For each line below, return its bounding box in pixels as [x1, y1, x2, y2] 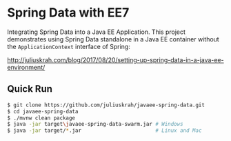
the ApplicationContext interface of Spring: [7, 42, 131, 50]
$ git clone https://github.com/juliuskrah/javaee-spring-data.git [7, 102, 205, 109]
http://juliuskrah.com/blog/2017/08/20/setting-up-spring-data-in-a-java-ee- [7, 55, 224, 64]
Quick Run [7, 83, 53, 95]
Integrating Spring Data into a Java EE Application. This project [7, 28, 186, 36]
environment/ [7, 63, 46, 71]
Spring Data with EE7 [7, 5, 130, 21]
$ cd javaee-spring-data [7, 108, 79, 115]
